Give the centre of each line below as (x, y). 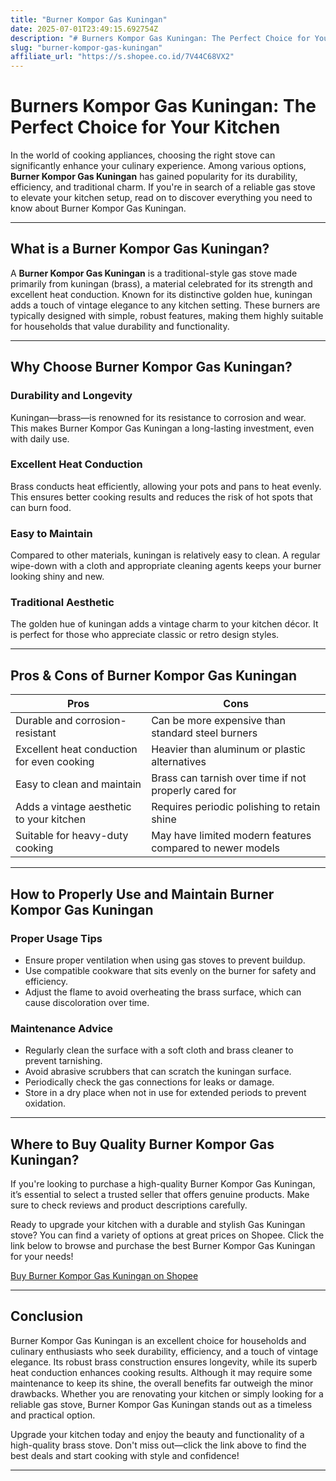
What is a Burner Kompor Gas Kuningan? (140, 249)
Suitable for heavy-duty (72, 836)
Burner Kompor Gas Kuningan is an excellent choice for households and (158, 1340)
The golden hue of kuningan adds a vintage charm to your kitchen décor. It (164, 624)
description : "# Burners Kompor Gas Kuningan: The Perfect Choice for (160, 38)
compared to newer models (216, 848)
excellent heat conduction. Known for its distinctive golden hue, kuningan (161, 294)
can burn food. (41, 507)
